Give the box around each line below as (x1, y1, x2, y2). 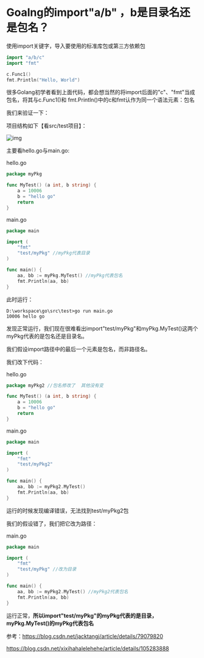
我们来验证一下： (6, 109, 49, 117)
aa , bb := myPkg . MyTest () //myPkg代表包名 (17, 272, 123, 279)
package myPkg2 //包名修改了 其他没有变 (6, 382, 104, 389)
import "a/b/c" (6, 54, 45, 60)
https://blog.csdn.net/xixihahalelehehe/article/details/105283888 (6, 645, 169, 652)
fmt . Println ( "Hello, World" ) (6, 77, 80, 83)
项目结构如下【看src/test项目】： (6, 122, 87, 130)
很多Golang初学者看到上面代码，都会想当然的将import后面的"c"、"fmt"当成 (6, 89, 195, 96)
